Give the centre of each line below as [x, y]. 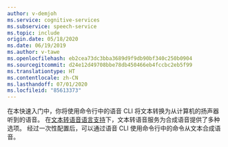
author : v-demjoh [32, 13]
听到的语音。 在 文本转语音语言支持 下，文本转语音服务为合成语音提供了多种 [114, 120]
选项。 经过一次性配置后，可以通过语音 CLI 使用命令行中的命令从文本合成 [111, 128]
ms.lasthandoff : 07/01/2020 [48, 84]
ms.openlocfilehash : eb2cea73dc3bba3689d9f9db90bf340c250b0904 [100, 59]
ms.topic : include [33, 33]
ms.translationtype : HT [41, 71]
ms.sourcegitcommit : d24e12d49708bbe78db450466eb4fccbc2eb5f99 [100, 65]
